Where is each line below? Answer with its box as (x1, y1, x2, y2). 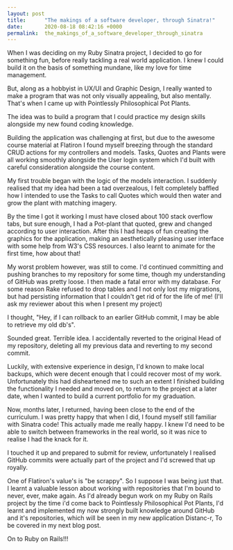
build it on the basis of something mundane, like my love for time (7, 63, 192, 72)
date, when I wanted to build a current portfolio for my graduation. (7, 392, 196, 400)
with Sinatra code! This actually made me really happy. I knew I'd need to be (7, 421, 225, 429)
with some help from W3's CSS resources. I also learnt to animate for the (7, 242, 216, 251)
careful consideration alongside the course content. (7, 163, 155, 171)
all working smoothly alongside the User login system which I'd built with (7, 156, 216, 164)
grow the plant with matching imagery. (7, 199, 117, 207)
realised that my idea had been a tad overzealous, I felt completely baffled (7, 184, 219, 192)
